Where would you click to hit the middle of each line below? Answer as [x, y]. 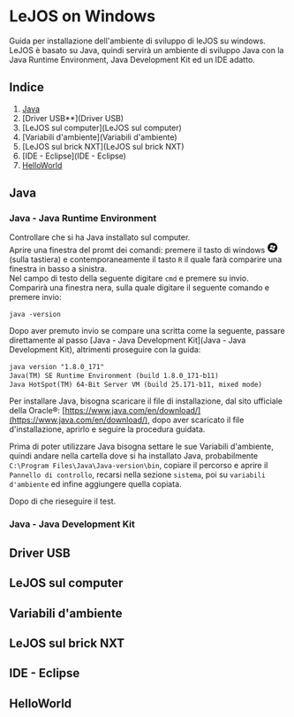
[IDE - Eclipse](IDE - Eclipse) [74, 156]
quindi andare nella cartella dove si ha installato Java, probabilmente [134, 456]
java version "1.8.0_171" [57, 367]
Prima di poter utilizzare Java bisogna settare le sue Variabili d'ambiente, [141, 447]
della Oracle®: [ [37, 411]
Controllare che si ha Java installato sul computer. [100, 237]
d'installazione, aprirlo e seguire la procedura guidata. [107, 429]
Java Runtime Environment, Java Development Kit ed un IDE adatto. [132, 59]
